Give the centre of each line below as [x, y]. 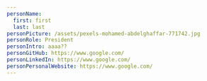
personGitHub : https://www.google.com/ [66, 54]
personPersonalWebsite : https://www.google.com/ [80, 66]
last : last [29, 27]
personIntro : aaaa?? [37, 46]
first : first [32, 20]
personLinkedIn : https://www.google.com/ [69, 60]
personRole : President [40, 40]
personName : [24, 14]
